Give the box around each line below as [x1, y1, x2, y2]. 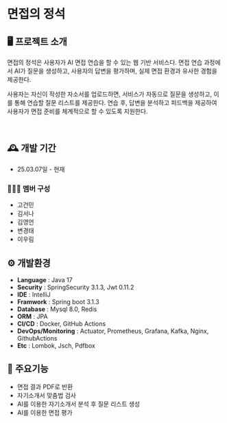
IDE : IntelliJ [16, 290, 51, 299]
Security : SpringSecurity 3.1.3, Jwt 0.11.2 [16, 283, 134, 291]
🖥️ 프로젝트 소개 [7, 36, 67, 47]
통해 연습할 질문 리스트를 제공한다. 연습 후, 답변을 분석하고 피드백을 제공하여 [14, 99, 217, 106]
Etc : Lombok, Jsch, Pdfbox [16, 341, 96, 350]
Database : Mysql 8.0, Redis [16, 305, 97, 313]
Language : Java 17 [16, 275, 73, 284]
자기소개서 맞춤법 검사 [16, 391, 77, 399]
